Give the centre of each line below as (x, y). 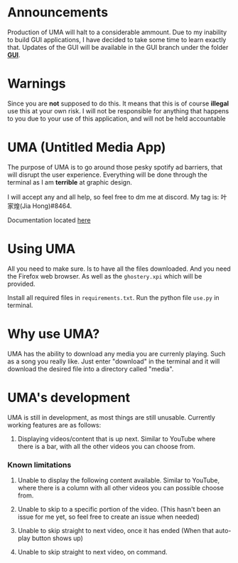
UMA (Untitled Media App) (87, 148)
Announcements (58, 12)
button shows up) (58, 538)
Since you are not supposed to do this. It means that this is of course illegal (118, 103)
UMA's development (69, 397)
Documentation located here (49, 220)
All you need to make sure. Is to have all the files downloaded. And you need (119, 269)
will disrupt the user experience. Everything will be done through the (107, 175)
